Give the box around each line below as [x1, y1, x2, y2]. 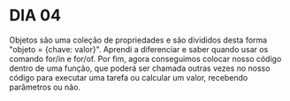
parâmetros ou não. [9, 82, 81, 92]
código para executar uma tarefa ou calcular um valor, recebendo [9, 72, 248, 82]
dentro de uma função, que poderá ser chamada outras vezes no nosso [9, 63, 271, 74]
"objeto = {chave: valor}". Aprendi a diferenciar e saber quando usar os [9, 43, 269, 54]
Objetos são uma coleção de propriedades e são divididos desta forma [9, 35, 268, 45]
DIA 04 [9, 5, 62, 26]
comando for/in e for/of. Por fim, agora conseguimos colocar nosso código [9, 53, 282, 64]
